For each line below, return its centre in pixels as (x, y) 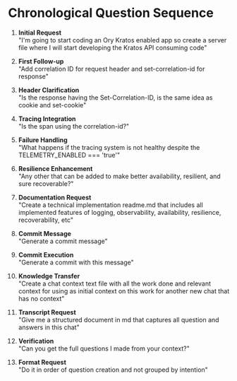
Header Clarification (49, 90)
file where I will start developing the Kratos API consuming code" (113, 47)
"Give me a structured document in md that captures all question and (119, 320)
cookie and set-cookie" (52, 105)
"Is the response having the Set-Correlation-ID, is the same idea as (115, 98)
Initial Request (40, 33)
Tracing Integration (47, 119)
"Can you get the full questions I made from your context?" (104, 348)
